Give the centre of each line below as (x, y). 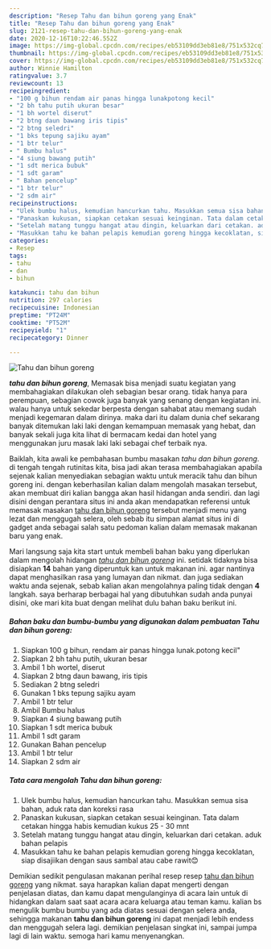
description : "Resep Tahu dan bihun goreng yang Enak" (103, 16)
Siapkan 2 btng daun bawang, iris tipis (84, 676)
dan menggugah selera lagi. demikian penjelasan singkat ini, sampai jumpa (133, 927)
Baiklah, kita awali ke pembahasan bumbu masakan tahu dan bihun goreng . (134, 459)
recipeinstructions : (44, 203)
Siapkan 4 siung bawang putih (71, 719)
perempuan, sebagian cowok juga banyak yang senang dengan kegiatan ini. (135, 401)
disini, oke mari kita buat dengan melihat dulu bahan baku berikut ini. (123, 603)
